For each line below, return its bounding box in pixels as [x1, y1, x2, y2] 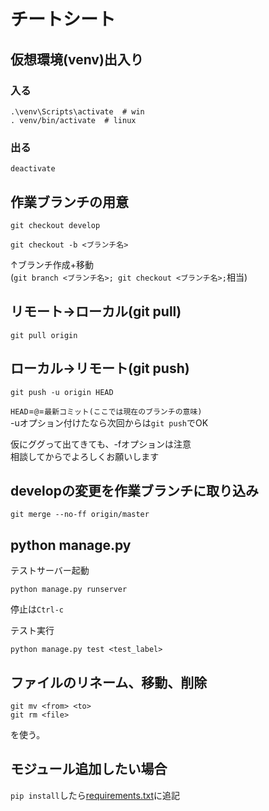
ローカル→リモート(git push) [10, 360, 190, 377]
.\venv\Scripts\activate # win [10, 106, 145, 117]
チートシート [10, 8, 117, 31]
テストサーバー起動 [10, 565, 90, 577]
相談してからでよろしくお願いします [10, 450, 160, 462]
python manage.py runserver [10, 585, 128, 595]
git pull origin [10, 330, 78, 340]
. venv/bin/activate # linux [10, 115, 137, 125]
